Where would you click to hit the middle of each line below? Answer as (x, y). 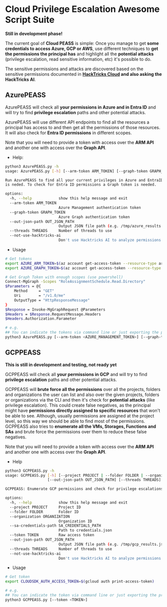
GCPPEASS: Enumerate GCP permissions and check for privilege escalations (84, 489)
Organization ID (75, 521)
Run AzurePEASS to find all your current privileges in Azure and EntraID (84, 180)
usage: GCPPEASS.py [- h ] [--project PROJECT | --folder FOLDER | (74, 475)
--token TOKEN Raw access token (52, 535)
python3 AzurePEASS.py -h (32, 166)
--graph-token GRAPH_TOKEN (38, 212)
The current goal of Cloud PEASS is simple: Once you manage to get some (82, 43)
